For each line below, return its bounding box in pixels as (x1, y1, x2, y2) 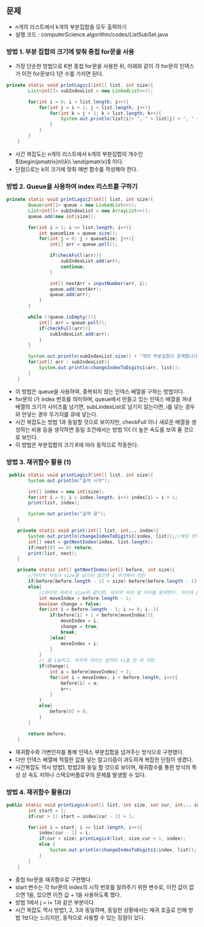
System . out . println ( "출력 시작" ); (28, 478, 110, 484)
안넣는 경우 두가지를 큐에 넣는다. (21, 411, 98, 418)
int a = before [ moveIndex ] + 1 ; (49, 669, 132, 675)
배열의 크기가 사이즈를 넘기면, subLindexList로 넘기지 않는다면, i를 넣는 (15, 403, 184, 410)
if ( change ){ (38, 663, 69, 669)
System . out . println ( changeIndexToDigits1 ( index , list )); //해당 (28, 533, 189, 539)
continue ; (60, 264, 86, 270)
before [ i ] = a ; (60, 680, 99, 686)
